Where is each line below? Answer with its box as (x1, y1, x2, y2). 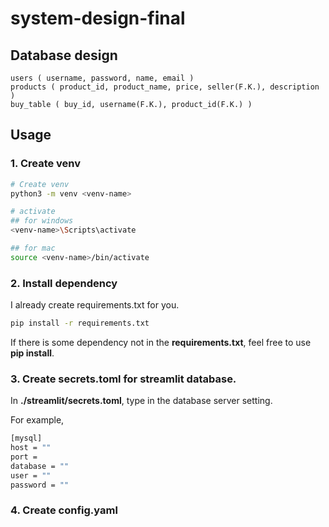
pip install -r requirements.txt (10, 318, 150, 329)
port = (10, 452, 38, 462)
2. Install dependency (10, 276, 118, 290)
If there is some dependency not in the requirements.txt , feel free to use (10, 336, 312, 348)
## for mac (10, 243, 56, 254)
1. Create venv (10, 157, 82, 171)
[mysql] (10, 433, 43, 444)
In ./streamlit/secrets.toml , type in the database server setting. (10, 395, 273, 407)
